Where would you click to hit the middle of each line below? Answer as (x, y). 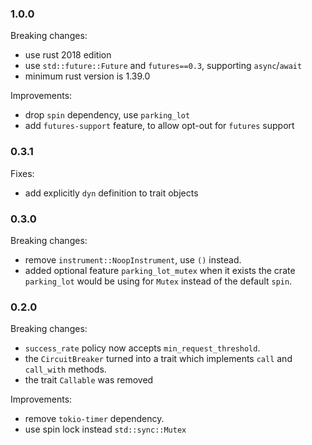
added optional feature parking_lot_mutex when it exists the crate (160, 270)
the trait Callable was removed (89, 380)
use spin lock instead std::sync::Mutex (105, 429)
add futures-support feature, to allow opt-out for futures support (159, 126)
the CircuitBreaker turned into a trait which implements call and (158, 359)
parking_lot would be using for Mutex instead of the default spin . (158, 281)
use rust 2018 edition (68, 55)
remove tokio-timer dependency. (94, 419)
